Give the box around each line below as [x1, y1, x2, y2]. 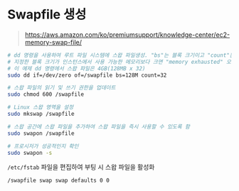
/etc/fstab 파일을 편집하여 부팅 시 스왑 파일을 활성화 [7, 163, 155, 171]
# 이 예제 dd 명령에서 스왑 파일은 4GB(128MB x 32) [7, 65, 146, 72]
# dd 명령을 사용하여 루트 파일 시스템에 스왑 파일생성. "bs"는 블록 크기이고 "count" [7, 51, 230, 59]
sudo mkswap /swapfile [7, 111, 75, 118]
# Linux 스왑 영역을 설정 [7, 104, 74, 111]
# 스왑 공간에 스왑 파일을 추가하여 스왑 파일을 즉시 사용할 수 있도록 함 [7, 123, 191, 130]
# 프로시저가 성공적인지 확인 [7, 143, 79, 150]
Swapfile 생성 [7, 6, 87, 23]
